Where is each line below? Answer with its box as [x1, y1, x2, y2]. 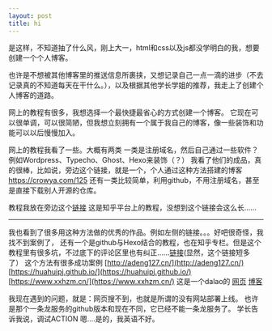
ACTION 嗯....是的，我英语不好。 [50, 313, 159, 324]
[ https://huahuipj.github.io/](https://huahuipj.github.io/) [8, 266, 192, 276]
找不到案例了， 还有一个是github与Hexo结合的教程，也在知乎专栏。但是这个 [8, 237, 261, 247]
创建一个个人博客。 [8, 53, 73, 62]
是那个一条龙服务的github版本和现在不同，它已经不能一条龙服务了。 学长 [8, 303, 252, 313]
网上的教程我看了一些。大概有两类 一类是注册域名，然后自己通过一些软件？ [8, 145, 259, 155]
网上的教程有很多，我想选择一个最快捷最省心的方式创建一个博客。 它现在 [8, 107, 252, 117]
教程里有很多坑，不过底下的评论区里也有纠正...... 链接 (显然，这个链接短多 [8, 248, 251, 257]
